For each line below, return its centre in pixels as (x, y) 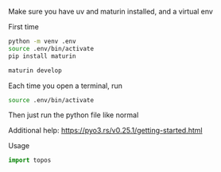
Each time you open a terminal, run (66, 86)
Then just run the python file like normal (74, 115)
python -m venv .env (43, 41)
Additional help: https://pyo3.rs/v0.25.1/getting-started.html (105, 131)
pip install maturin (43, 56)
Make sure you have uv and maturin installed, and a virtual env (111, 11)
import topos (30, 161)
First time (24, 27)
